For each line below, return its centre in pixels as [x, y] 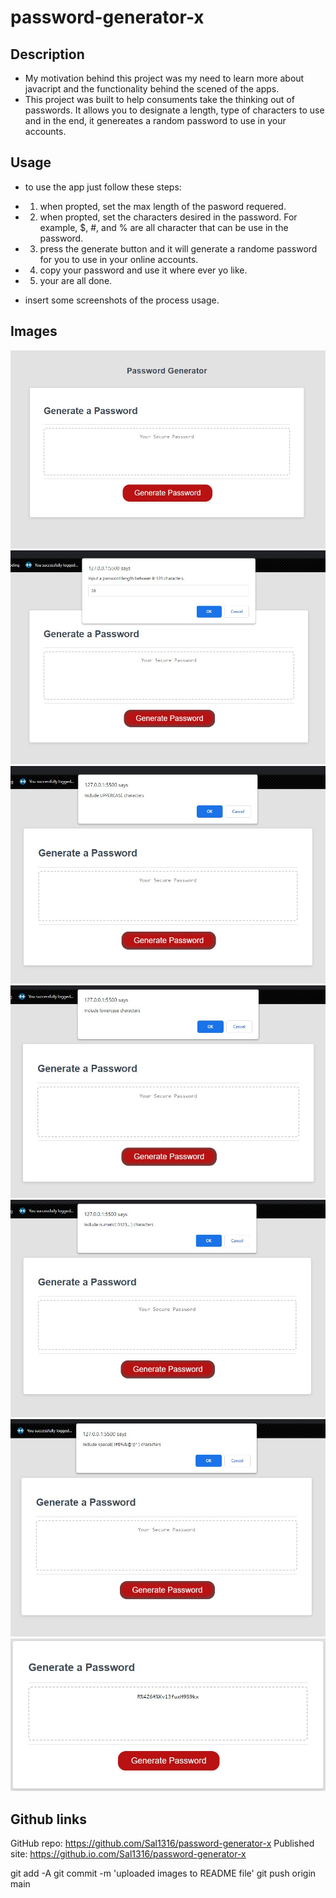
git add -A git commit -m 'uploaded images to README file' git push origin [163, 1873]
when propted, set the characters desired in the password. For [168, 217]
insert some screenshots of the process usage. [122, 300]
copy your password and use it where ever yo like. [143, 270]
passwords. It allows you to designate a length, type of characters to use [174, 110]
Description [47, 54]
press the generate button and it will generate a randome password [178, 248]
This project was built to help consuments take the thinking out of [159, 99]
